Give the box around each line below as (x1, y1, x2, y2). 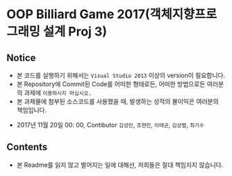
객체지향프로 (149, 6, 217, 22)
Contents (6, 141, 48, 153)
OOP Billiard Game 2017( (6, 6, 150, 22)
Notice (6, 51, 36, 63)
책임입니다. (16, 106, 47, 114)
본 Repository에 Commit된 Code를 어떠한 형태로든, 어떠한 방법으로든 (16, 80, 206, 88)
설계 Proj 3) (42, 24, 107, 40)
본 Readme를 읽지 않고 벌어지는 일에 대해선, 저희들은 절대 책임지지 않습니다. (16, 161, 224, 169)
